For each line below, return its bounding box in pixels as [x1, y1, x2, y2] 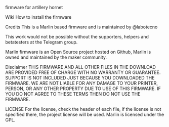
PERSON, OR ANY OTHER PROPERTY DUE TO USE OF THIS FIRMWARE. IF [5, 86, 161, 92]
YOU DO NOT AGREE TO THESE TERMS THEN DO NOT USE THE [5, 91, 141, 97]
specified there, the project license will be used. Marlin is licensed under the [5, 111, 164, 117]
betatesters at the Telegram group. [5, 39, 78, 45]
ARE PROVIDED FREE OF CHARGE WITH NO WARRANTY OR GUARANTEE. [5, 69, 161, 75]
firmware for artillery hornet [5, 5, 63, 10]
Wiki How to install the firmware [5, 14, 72, 20]
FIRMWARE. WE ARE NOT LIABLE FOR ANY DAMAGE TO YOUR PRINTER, [5, 80, 158, 86]
